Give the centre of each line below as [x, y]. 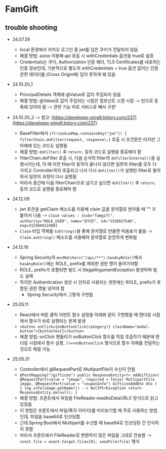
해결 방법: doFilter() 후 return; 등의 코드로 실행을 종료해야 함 [81, 152]
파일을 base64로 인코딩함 [55, 417]
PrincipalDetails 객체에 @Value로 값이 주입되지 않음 [70, 94]
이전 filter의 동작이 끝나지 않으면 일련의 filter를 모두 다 [104, 164]
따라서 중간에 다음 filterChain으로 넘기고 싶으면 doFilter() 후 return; [88, 183]
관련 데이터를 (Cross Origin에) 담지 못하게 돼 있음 [67, 74]
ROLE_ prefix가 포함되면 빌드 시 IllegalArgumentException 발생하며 [86, 270]
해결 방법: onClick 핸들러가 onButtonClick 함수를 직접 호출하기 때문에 [87, 337]
